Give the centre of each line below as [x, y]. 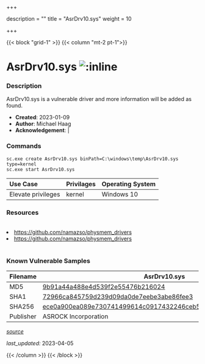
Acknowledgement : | [42, 130]
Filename [23, 276]
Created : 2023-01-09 [42, 117]
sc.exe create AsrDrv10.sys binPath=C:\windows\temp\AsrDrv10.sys [92, 159]
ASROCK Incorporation [75, 317]
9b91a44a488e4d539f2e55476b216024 [104, 287]
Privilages [81, 184]
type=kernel [21, 164]
